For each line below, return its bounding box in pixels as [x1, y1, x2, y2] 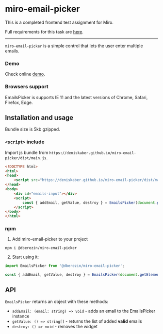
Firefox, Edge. [5, 100, 33, 105]
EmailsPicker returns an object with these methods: [5, 299, 108, 304]
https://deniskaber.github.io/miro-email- [49, 150, 137, 155]
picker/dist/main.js [5, 155, 47, 161]
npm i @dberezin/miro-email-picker [5, 246, 77, 250]
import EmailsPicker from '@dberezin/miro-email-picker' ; [5, 264, 125, 268]
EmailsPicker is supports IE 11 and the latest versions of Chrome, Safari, [5, 94, 148, 100]
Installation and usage [5, 113, 74, 122]
